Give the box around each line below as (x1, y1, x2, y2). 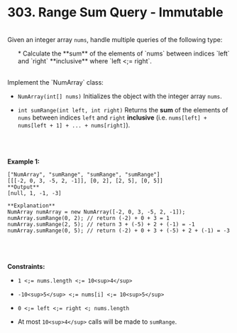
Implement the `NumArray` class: (7, 78, 104, 86)
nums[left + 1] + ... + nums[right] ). (17, 120, 131, 129)
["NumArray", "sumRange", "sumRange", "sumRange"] (7, 171, 160, 178)
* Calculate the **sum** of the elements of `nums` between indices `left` (17, 49, 230, 58)
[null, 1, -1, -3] (7, 189, 62, 196)
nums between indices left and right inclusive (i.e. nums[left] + (17, 113, 207, 122)
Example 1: (7, 157, 40, 166)
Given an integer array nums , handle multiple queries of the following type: (7, 35, 223, 43)
